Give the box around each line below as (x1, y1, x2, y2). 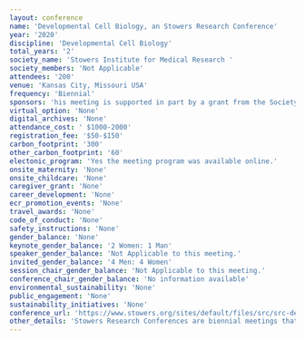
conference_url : (9, 308, 71, 317)
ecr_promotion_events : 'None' (9, 199, 124, 209)
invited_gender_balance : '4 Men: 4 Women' (9, 257, 172, 267)
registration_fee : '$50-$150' (9, 131, 124, 141)
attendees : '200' (9, 73, 75, 82)
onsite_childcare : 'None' (9, 173, 107, 182)
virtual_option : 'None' (9, 106, 100, 115)
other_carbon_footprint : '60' (9, 148, 124, 157)
